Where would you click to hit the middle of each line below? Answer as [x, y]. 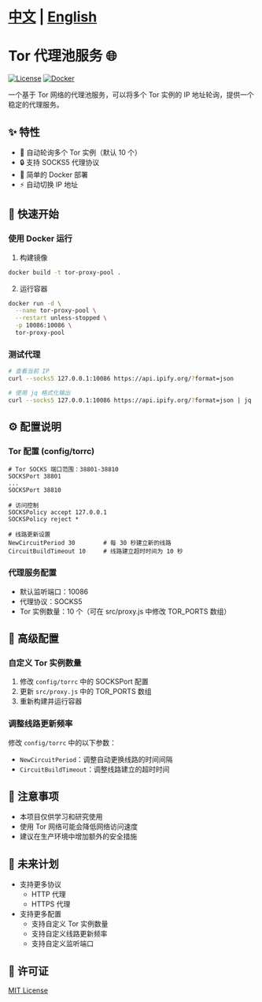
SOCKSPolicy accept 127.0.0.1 [58, 512]
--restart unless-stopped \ [61, 318]
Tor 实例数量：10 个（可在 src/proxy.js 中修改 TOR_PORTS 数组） [125, 611]
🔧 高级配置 [33, 638]
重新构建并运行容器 [51, 701]
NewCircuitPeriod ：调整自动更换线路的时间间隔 [96, 759]
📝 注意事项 [33, 796]
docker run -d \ [35, 303]
